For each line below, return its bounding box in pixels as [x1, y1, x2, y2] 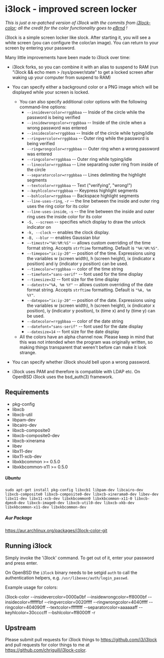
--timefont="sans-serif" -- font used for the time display [26, 271, 143, 277]
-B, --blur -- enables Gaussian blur [26, 235, 100, 240]
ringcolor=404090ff [5, 604, 46, 610]
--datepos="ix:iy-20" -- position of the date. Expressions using [26, 297, 156, 303]
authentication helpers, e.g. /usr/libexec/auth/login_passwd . [5, 574, 129, 581]
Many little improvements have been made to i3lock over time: [5, 54, 131, 60]
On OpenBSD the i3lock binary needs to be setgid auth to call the [5, 569, 138, 575]
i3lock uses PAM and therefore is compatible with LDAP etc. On [12, 368, 141, 374]
